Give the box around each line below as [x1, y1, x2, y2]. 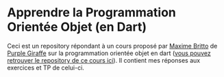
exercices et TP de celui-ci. [7, 63, 84, 72]
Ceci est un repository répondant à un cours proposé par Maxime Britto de [7, 42, 218, 50]
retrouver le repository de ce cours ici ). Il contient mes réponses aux [7, 56, 201, 64]
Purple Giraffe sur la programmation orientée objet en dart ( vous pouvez [7, 49, 211, 57]
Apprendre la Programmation [7, 5, 176, 20]
